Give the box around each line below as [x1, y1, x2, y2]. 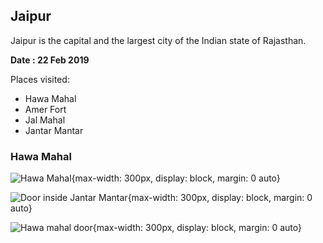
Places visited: [10, 73, 70, 85]
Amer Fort [24, 103, 67, 115]
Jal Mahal [24, 114, 66, 126]
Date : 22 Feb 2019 [10, 54, 90, 66]
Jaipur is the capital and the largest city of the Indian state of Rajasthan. [10, 34, 307, 46]
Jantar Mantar [24, 124, 84, 136]
